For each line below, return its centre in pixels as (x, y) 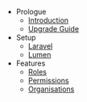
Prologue (31, 12)
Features (31, 63)
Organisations (51, 89)
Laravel (40, 46)
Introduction (48, 20)
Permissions (48, 81)
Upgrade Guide (53, 29)
